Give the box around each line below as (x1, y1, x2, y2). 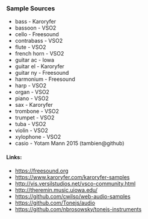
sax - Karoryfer (14, 101, 53, 109)
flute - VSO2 (14, 43, 46, 51)
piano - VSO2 (14, 95, 49, 102)
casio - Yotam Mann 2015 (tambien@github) (14, 140, 125, 147)
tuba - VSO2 (14, 121, 46, 128)
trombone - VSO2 (14, 107, 59, 115)
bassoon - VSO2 (14, 24, 57, 31)
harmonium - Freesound (14, 75, 75, 83)
